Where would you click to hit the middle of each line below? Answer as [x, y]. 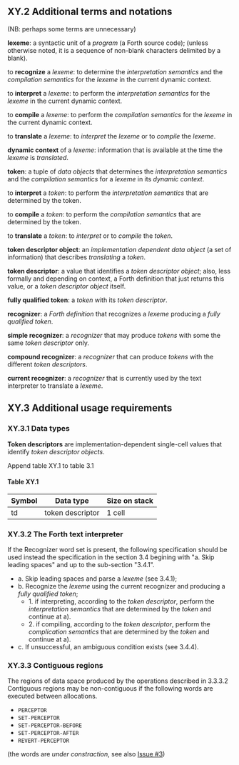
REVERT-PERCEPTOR [44, 741]
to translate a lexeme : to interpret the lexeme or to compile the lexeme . [112, 136]
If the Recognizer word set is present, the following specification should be [117, 550]
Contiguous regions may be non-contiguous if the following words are [110, 689]
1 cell [116, 512]
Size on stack [130, 501]
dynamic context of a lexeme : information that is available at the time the [115, 150]
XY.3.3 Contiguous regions [55, 665]
